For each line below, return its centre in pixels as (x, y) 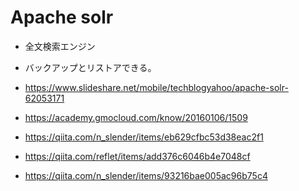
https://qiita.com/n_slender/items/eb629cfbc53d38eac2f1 (144, 137)
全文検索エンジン (60, 46)
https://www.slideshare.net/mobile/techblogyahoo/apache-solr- (156, 87)
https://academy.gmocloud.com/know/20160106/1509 (136, 117)
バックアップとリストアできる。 (90, 67)
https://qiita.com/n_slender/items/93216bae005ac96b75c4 (146, 175)
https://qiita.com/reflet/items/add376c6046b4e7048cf (137, 156)
